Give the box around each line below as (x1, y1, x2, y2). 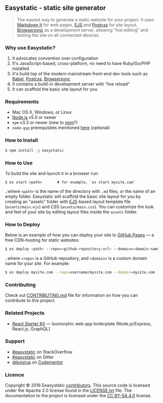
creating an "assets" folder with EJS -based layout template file (5, 198, 131, 204)
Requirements (5, 98, 39, 105)
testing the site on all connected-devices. (16, 32, 100, 38)
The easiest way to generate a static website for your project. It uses (16, 16, 154, 22)
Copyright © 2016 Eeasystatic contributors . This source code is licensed (5, 383, 150, 388)
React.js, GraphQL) (12, 326, 50, 332)
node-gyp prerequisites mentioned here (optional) (12, 125, 110, 130)
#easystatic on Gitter (12, 354, 54, 360)
